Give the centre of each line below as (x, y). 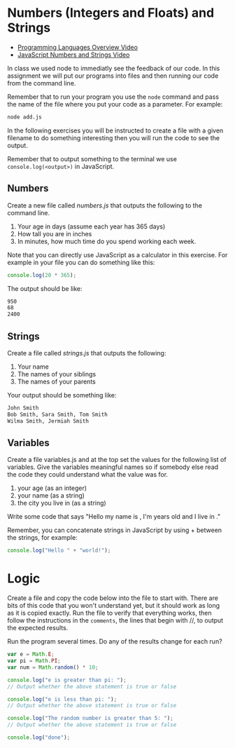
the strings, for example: (43, 538)
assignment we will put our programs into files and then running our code (113, 76)
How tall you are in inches (55, 233)
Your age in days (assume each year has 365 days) (91, 226)
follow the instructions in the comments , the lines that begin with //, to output (115, 620)
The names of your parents (56, 381)
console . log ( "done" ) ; (39, 737)
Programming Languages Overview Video (78, 47)
